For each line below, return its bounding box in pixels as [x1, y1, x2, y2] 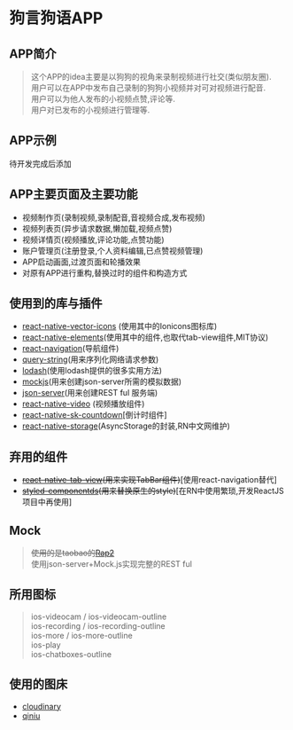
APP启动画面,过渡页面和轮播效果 [21, 256, 142, 267]
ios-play [30, 640, 61, 650]
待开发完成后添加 [9, 158, 72, 169]
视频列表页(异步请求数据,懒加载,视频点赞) [21, 223, 173, 233]
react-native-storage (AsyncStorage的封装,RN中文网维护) [21, 420, 230, 431]
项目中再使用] [21, 497, 73, 507]
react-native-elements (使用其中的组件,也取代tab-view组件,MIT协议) [21, 332, 269, 342]
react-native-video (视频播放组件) [21, 398, 145, 409]
